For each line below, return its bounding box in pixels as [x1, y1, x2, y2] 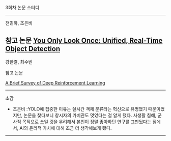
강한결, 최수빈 [5, 59, 33, 65]
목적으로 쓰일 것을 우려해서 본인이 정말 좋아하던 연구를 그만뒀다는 [22, 119, 152, 125]
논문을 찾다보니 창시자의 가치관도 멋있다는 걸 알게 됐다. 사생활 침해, [23, 112, 157, 118]
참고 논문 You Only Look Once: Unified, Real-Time [5, 36, 163, 45]
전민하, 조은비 [5, 20, 33, 26]
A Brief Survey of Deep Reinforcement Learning [5, 79, 105, 86]
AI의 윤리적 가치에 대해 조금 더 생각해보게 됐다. [19, 125, 112, 131]
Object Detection [5, 45, 60, 53]
